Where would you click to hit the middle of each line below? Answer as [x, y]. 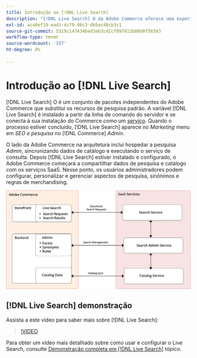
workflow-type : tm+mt [33, 37]
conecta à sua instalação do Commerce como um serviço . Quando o [89, 121]
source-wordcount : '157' [36, 44]
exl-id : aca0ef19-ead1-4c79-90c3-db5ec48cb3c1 [64, 25]
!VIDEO [29, 331]
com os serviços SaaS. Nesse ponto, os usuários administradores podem [94, 169]
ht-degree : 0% [23, 50]
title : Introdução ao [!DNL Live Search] [57, 12]
